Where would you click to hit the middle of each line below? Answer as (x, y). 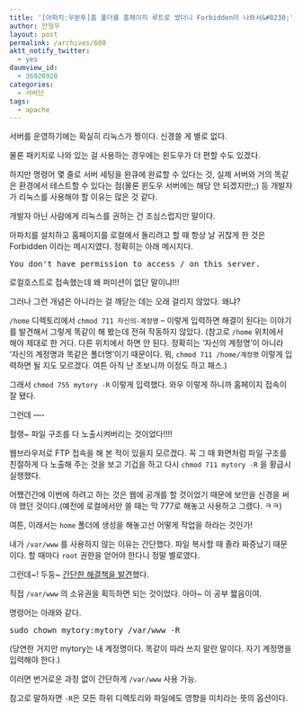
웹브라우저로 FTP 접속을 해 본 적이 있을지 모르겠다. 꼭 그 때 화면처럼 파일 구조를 (148, 453)
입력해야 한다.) (35, 660)
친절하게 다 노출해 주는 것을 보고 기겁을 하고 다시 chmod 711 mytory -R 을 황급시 (151, 465)
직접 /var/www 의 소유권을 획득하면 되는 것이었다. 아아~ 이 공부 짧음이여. (136, 593)
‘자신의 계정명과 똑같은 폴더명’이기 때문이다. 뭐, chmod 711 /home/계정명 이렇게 (146, 354)
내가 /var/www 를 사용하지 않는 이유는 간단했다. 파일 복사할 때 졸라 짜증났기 (140, 544)
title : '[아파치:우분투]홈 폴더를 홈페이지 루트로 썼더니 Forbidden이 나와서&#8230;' (151, 18)
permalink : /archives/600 (58, 43)
